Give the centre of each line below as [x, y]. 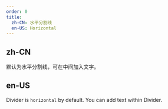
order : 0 [17, 11]
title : [14, 17]
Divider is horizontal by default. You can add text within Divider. [84, 100]
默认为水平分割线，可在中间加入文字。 [52, 67]
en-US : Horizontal [34, 28]
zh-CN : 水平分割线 [32, 22]
